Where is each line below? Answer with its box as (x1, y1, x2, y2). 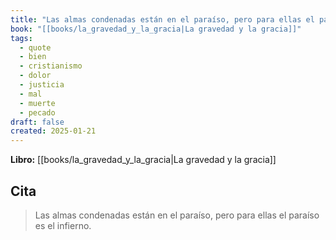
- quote (19, 42, 52, 53)
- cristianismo (19, 61, 83, 71)
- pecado (19, 107, 56, 118)
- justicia (19, 80, 65, 90)
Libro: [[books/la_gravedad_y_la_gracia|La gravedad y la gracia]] (10, 154, 277, 166)
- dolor (19, 71, 52, 81)
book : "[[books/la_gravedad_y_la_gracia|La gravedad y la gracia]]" (10, 24, 302, 34)
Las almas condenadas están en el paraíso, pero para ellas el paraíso (34, 209, 320, 221)
